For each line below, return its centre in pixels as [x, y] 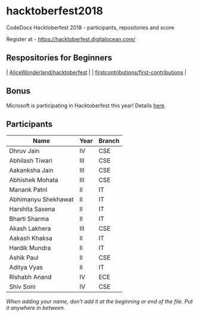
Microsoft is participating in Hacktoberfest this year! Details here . [86, 105]
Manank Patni [28, 190]
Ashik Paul [24, 258]
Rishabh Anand [30, 277]
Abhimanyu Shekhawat [41, 199]
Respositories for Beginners [59, 58]
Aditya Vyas [26, 267]
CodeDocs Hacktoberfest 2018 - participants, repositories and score [90, 27]
